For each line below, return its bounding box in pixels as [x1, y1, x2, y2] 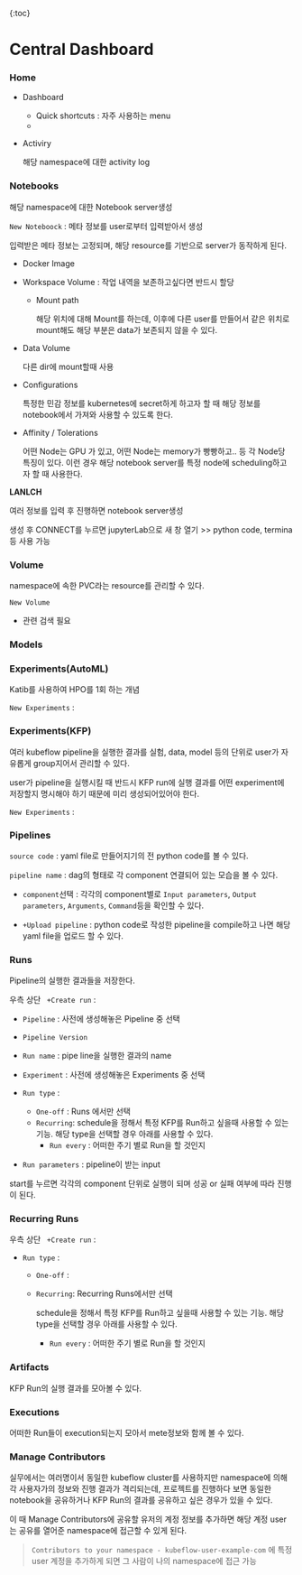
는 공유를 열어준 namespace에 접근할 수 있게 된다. [9, 1525, 188, 1536]
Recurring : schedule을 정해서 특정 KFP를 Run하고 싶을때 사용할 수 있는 [35, 1117, 289, 1128]
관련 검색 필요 [22, 616, 71, 626]
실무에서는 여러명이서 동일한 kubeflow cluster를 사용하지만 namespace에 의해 [9, 1472, 288, 1483]
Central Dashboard [9, 40, 154, 60]
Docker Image [22, 257, 75, 269]
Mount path [35, 294, 79, 305]
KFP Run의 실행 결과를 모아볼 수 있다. [9, 1383, 142, 1394]
